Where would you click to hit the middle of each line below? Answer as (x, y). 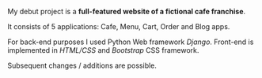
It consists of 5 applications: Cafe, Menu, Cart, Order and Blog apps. (119, 26)
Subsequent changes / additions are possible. (82, 65)
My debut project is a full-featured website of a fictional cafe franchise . (127, 11)
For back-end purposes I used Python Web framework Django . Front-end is (131, 42)
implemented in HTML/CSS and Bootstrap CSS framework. (103, 50)
